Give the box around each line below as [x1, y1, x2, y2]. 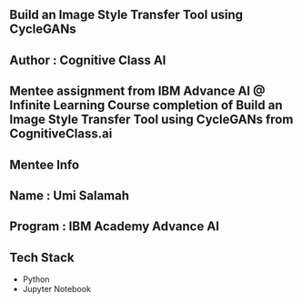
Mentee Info [9, 157, 80, 172]
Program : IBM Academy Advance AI [9, 218, 220, 235]
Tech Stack [9, 249, 75, 265]
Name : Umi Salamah [9, 187, 130, 203]
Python [22, 274, 50, 285]
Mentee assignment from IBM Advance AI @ [9, 84, 266, 99]
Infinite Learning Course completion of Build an [9, 97, 283, 113]
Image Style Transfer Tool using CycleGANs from [9, 112, 294, 127]
